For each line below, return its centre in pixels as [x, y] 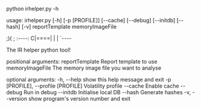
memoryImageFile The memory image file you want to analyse [84, 68]
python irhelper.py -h [33, 9]
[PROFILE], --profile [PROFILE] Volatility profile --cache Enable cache [93, 86]
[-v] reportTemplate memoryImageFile [69, 27]
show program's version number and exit [79, 99]
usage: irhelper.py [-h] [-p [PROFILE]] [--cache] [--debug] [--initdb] [91, 20]
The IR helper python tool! [39, 50]
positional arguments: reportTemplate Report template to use [82, 61]
